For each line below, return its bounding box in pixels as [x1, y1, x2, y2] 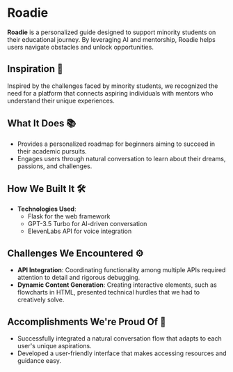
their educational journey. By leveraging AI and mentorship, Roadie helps [7, 35, 216, 43]
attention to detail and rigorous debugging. [17, 274, 140, 282]
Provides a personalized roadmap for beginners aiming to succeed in [17, 140, 216, 148]
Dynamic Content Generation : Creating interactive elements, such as [17, 281, 217, 289]
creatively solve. [17, 295, 65, 304]
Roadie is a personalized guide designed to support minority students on [7, 28, 216, 36]
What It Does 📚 [7, 117, 77, 130]
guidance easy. [17, 357, 61, 364]
